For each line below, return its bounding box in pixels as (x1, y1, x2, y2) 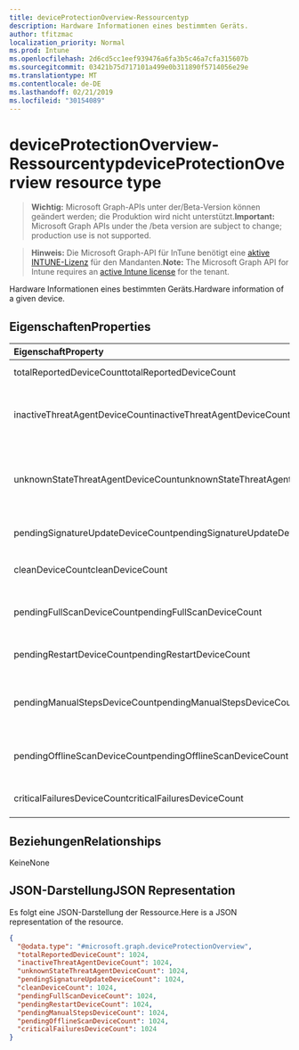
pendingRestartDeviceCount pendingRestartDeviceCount (13, 649, 251, 661)
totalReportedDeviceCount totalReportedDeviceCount (13, 367, 236, 379)
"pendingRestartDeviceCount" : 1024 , (17, 1000, 153, 1009)
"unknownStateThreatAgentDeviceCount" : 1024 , (17, 967, 190, 976)
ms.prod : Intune (9, 46, 69, 55)
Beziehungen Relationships (9, 833, 162, 848)
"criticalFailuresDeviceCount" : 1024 (17, 1025, 158, 1034)
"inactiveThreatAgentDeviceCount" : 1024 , (17, 958, 174, 968)
